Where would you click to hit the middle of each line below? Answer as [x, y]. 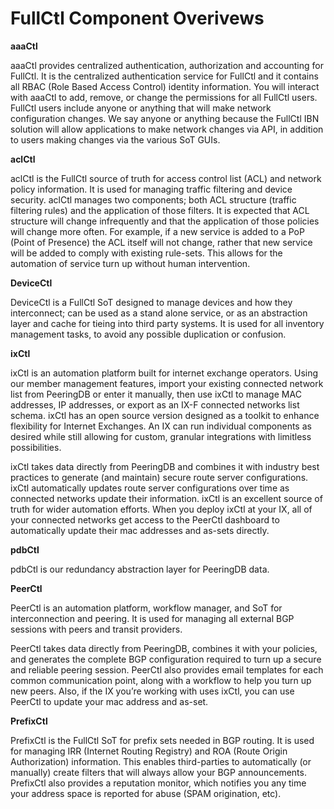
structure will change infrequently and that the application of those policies [165, 221]
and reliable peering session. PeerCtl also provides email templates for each [167, 669]
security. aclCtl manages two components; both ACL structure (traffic [153, 199]
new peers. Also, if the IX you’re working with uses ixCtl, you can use [152, 691]
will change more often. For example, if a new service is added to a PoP [157, 231]
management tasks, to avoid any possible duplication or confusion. [148, 334]
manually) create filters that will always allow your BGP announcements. [158, 772]
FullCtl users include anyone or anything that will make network [141, 108]
